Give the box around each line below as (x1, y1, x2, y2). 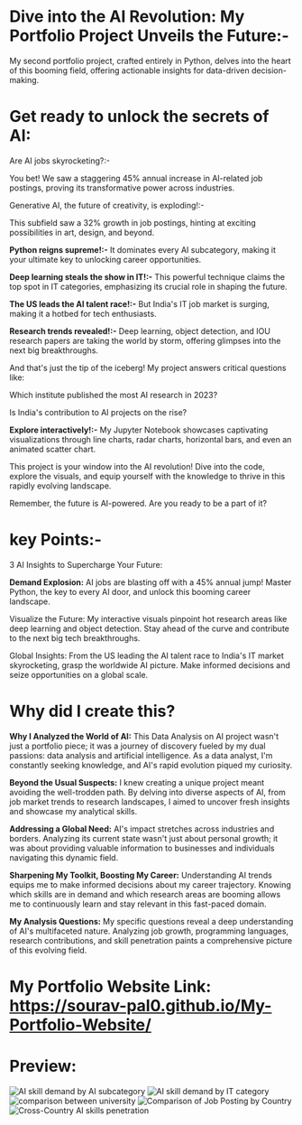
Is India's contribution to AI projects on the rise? (9, 406, 188, 417)
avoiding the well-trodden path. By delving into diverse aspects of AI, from (9, 786, 286, 797)
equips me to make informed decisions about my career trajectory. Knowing (9, 879, 291, 890)
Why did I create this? (9, 702, 176, 721)
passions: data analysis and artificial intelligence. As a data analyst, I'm (9, 749, 273, 760)
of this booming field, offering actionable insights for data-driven (9, 65, 250, 76)
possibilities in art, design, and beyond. (9, 227, 155, 237)
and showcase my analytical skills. (9, 805, 138, 816)
